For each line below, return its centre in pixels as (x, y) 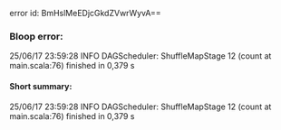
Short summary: (41, 86)
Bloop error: (36, 36)
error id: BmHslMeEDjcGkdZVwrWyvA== (85, 13)
